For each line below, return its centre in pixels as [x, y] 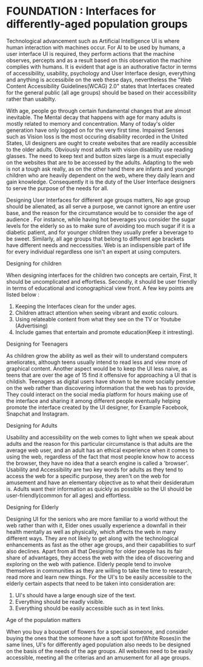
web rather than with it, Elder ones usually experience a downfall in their [96, 525]
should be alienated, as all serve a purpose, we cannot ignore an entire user [101, 206]
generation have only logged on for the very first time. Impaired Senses [95, 130]
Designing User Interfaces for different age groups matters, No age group [98, 200]
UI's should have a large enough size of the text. [75, 595]
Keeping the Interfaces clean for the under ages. [75, 306]
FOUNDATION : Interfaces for [81, 11]
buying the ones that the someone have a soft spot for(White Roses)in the [98, 638]
